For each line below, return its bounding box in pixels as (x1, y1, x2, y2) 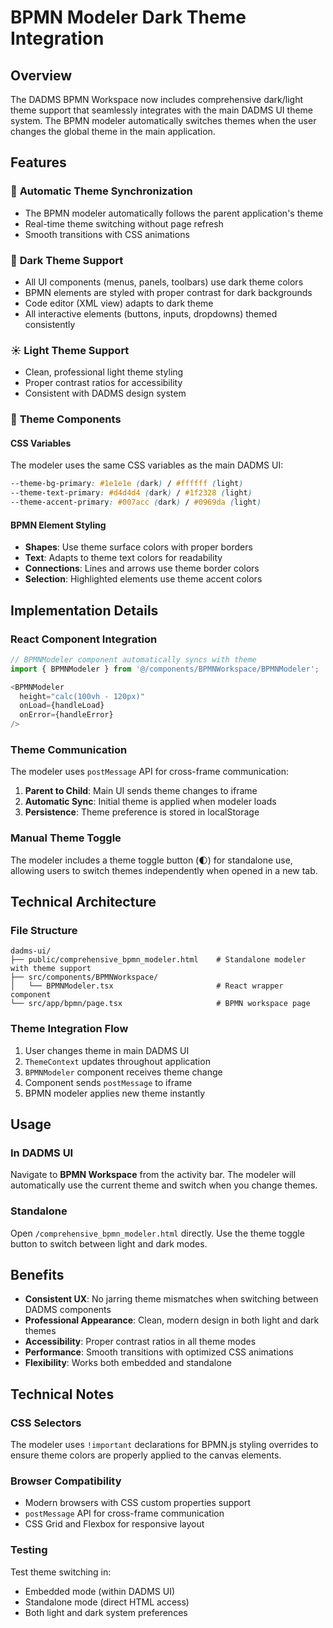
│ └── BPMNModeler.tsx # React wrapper (10, 981, 284, 991)
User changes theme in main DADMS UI (24, 1044, 190, 1056)
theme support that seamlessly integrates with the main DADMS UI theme (10, 104, 314, 116)
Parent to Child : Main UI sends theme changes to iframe (24, 785, 258, 797)
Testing (10, 1543, 48, 1557)
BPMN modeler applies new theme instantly (24, 1087, 206, 1099)
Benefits (10, 1267, 65, 1283)
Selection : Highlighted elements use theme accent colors (24, 573, 263, 585)
